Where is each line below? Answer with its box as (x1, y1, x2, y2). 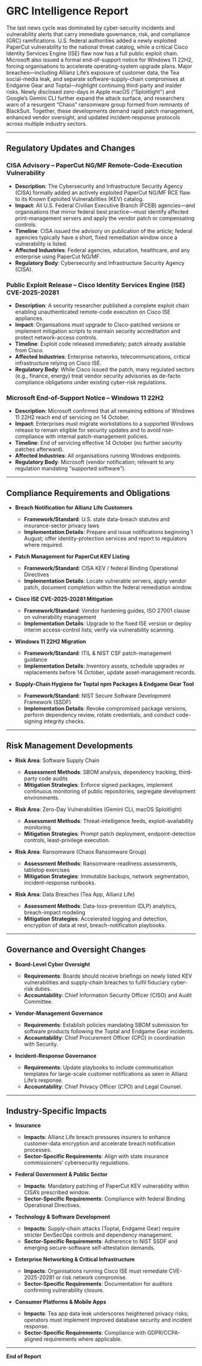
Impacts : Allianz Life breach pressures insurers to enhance (23, 1134, 171, 1141)
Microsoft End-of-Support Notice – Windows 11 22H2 (6, 393, 164, 402)
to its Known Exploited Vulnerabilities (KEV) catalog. (14, 195, 144, 202)
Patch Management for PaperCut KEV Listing (14, 553, 130, 560)
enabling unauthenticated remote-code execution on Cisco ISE (14, 308, 171, 315)
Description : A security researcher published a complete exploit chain (14, 302, 189, 309)
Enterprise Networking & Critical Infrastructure (14, 1256, 135, 1263)
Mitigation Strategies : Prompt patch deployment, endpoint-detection (23, 830, 196, 837)
